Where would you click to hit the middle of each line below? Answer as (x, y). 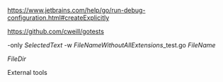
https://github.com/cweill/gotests (56, 31)
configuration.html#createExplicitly (58, 18)
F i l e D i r (17, 59)
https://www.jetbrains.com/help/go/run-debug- (76, 10)
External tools (27, 72)
